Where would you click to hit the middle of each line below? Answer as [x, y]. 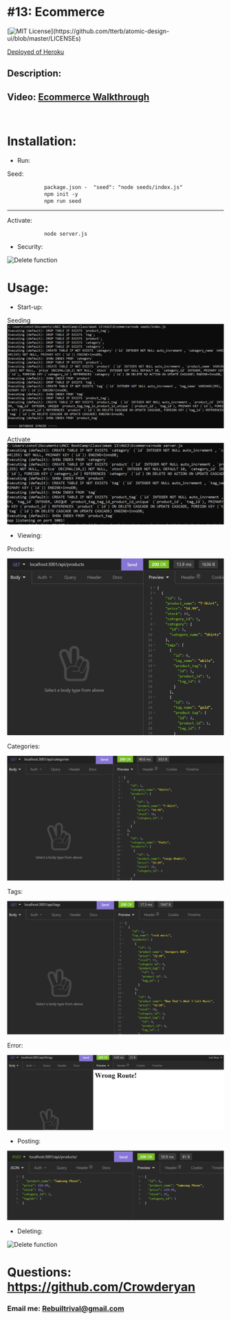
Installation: [42, 141]
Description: [34, 73]
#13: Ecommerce [56, 12]
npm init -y [61, 194]
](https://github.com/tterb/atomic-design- [110, 31]
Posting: [29, 1141]
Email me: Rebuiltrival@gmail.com [66, 1309]
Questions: [40, 1272]
